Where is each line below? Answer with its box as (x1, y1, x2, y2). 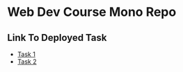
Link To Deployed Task (7, 32, 107, 44)
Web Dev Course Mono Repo (7, 4, 177, 20)
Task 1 (17, 50, 36, 58)
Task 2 (17, 57, 37, 66)
